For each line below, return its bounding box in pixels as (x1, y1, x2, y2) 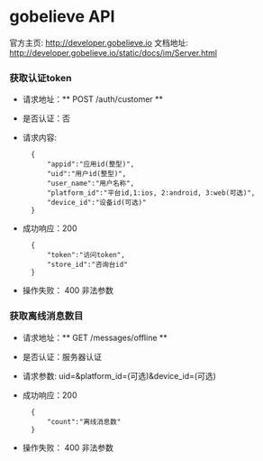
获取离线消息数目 (9, 309, 84, 322)
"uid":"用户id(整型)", (46, 170, 127, 179)
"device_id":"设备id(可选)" (46, 198, 147, 207)
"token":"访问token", (46, 251, 126, 260)
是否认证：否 (22, 113, 70, 124)
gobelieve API (9, 6, 115, 27)
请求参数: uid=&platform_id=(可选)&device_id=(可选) (22, 370, 216, 381)
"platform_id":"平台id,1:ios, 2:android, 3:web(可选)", (46, 189, 256, 198)
